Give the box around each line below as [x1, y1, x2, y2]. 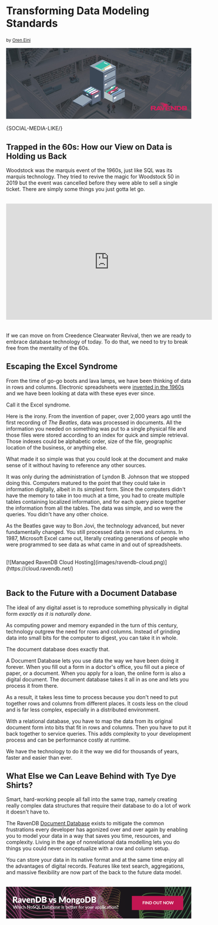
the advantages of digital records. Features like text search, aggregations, [6, 862, 185, 870]
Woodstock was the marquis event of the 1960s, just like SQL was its [6, 167, 173, 174]
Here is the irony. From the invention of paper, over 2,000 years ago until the [6, 412, 191, 419]
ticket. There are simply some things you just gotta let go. [6, 186, 145, 193]
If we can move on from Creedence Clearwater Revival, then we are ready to [6, 332, 192, 339]
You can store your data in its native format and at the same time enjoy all [6, 857, 184, 864]
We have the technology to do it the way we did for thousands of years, [6, 747, 179, 755]
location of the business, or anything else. [6, 444, 108, 451]
